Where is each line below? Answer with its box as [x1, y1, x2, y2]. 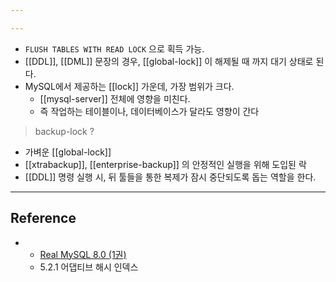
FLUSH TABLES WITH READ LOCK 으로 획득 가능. [24, 42, 205, 55]
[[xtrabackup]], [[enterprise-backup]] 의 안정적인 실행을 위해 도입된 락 [24, 158, 307, 170]
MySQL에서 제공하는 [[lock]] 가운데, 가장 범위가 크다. [24, 80, 235, 92]
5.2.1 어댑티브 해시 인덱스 [39, 261, 139, 273]
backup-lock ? [34, 125, 95, 137]
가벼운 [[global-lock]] [24, 146, 112, 158]
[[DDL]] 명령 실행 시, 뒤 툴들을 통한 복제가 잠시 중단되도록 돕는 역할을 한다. [24, 171, 317, 183]
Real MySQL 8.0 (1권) [39, 248, 127, 260]
